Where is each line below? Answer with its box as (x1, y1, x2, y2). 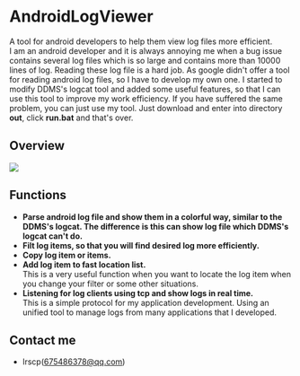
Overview (9, 138, 66, 153)
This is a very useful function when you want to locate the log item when (22, 268, 292, 279)
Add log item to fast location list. (22, 258, 146, 270)
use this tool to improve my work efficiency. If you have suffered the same (9, 92, 283, 104)
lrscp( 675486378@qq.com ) (22, 356, 126, 367)
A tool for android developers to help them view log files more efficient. (9, 36, 273, 47)
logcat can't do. (22, 231, 84, 241)
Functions (9, 188, 67, 203)
